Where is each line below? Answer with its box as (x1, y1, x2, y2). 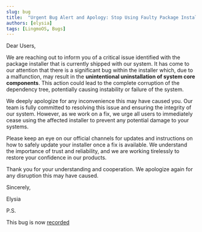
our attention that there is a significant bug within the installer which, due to (6, 67, 194, 74)
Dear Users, (6, 42, 36, 49)
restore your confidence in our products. (6, 154, 107, 161)
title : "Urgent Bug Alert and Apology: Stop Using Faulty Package (6, 14, 179, 20)
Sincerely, (6, 184, 31, 191)
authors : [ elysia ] (6, 20, 52, 26)
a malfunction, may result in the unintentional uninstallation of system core (6, 73, 195, 80)
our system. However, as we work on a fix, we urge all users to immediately (6, 110, 193, 118)
